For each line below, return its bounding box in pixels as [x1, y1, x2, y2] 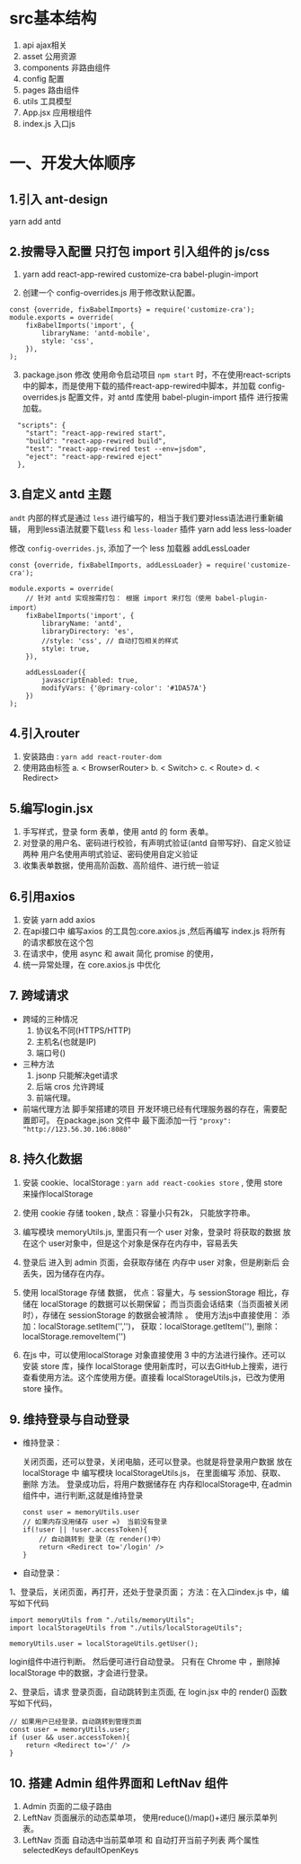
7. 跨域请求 [9, 988, 69, 1003]
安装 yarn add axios [22, 914, 96, 925]
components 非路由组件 [22, 62, 111, 73]
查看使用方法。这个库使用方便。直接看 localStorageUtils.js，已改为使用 [22, 1372, 286, 1383]
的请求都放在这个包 [22, 937, 94, 948]
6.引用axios [9, 888, 75, 904]
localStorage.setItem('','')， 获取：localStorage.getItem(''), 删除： [38, 1321, 280, 1331]
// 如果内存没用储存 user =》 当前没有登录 [22, 1517, 168, 1527]
